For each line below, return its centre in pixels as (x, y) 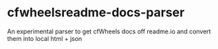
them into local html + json (45, 38)
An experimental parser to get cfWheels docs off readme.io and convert (109, 31)
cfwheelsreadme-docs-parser (96, 13)
